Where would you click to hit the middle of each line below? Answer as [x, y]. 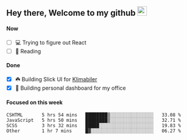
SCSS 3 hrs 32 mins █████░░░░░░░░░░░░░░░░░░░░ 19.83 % [94, 126]
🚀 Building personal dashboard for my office [70, 88]
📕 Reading [28, 51]
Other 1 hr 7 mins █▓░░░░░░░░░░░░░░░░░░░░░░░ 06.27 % [94, 131]
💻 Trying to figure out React [51, 42]
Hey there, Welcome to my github [71, 13]
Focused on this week [34, 102]
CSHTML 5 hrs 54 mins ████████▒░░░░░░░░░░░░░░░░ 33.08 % [94, 115]
